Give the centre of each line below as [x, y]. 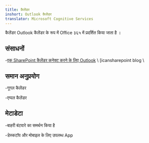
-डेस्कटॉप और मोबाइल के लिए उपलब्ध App [39, 135]
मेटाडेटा [14, 114]
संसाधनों [15, 48]
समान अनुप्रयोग [22, 76]
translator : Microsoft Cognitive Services [49, 19]
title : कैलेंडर [17, 10]
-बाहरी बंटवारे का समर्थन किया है [30, 125]
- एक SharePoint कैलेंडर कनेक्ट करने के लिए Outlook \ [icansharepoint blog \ [75, 60]
